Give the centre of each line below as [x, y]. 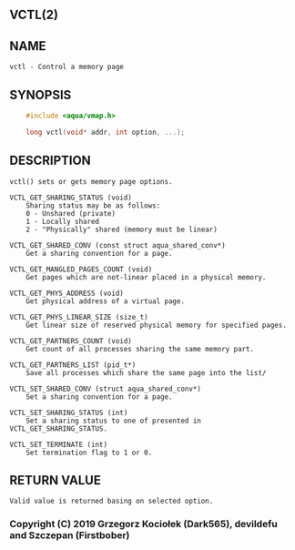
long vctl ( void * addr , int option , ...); [105, 132]
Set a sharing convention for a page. [99, 397]
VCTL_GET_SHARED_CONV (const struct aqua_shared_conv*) [117, 245]
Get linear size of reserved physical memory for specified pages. [156, 325]
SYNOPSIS [41, 95]
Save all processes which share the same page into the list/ [146, 372]
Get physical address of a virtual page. [105, 301]
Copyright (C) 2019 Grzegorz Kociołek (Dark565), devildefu [143, 525]
